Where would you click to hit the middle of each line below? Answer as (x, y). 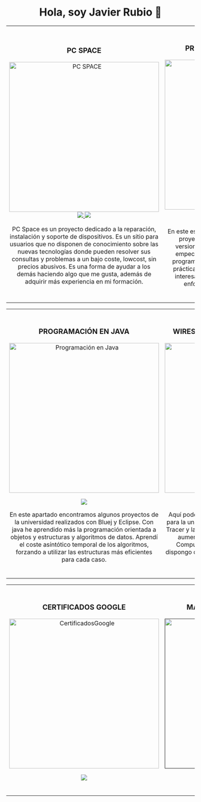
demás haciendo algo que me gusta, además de (84, 274)
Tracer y (178, 529)
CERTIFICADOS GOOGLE (84, 607)
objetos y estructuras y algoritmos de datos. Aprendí (84, 537)
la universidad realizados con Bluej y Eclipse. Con (84, 522)
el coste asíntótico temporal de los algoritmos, (84, 544)
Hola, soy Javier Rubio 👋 (100, 12)
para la (176, 522)
